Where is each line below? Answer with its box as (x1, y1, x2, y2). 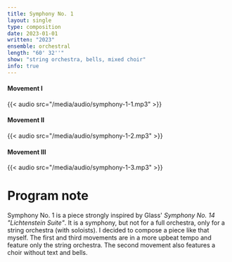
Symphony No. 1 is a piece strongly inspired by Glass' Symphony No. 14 (7, 211, 216, 220)
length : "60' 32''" (7, 50, 65, 57)
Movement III (7, 148, 46, 156)
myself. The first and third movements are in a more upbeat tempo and (7, 233, 212, 242)
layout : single (7, 17, 52, 24)
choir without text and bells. (7, 249, 88, 257)
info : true (7, 63, 39, 70)
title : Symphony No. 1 (7, 10, 74, 18)
